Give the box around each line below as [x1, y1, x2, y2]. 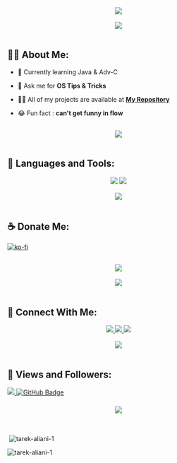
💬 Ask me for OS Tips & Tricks [17, 81, 106, 90]
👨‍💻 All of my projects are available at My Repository [17, 95, 170, 103]
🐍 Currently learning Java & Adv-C [17, 67, 118, 76]
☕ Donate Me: [7, 221, 70, 233]
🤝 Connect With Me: [7, 306, 97, 318]
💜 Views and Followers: [7, 368, 112, 380]
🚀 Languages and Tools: [7, 158, 115, 170]
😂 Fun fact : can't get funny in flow [17, 109, 123, 117]
